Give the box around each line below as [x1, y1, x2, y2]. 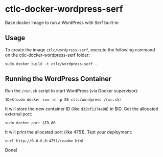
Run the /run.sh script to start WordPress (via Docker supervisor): [5, 88, 139, 93]
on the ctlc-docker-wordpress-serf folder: [5, 52, 90, 58]
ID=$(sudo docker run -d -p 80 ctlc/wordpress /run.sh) [5, 97, 121, 102]
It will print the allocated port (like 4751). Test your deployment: [5, 129, 133, 135]
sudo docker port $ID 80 [5, 120, 56, 125]
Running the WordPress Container [5, 75, 112, 83]
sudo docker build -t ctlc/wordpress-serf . [5, 61, 97, 67]
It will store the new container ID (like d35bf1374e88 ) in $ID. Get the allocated [5, 106, 159, 112]
